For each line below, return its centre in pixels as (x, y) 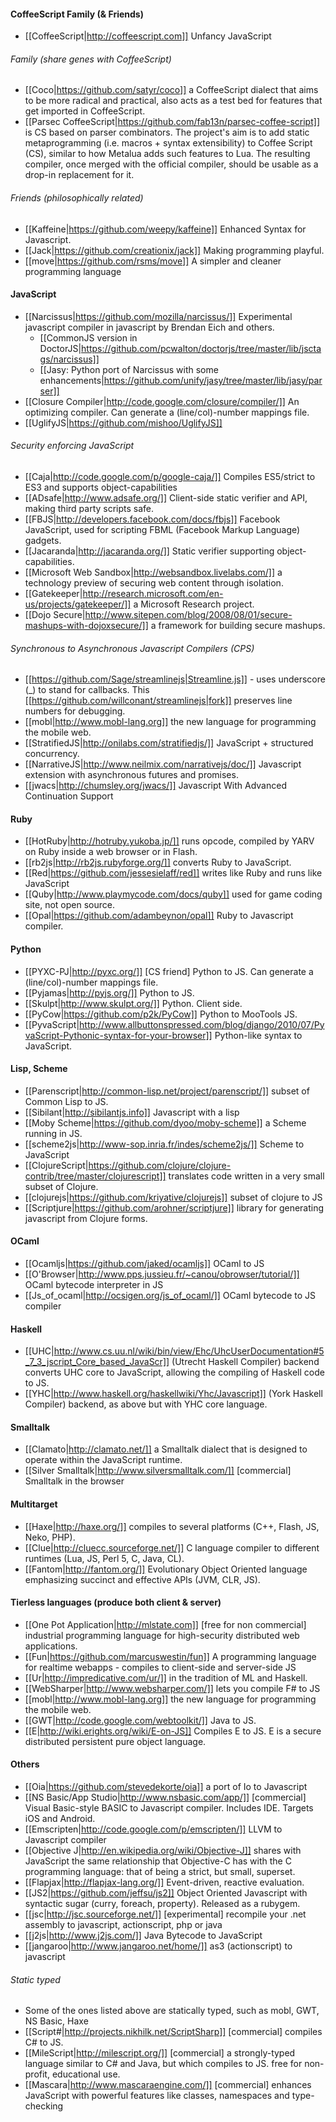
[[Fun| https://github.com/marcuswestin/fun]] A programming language (170, 1656)
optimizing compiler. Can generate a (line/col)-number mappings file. (167, 412)
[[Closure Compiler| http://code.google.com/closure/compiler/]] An (162, 401)
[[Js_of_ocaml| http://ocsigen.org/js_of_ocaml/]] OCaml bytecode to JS (170, 1296)
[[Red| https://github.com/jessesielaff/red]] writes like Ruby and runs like (173, 873)
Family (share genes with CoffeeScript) (91, 59)
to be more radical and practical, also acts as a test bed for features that (173, 101)
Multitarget (34, 1504)
